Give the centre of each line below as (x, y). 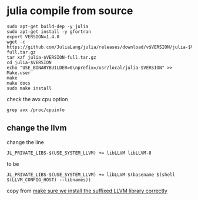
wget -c (16, 42)
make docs (19, 83)
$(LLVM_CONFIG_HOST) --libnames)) (49, 180)
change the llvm (37, 128)
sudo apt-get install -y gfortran (49, 31)
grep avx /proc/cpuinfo (36, 110)
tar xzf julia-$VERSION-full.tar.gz (51, 57)
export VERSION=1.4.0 (33, 36)
